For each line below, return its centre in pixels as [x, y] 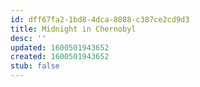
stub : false [35, 66]
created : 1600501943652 [60, 57]
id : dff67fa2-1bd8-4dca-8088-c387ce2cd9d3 [100, 19]
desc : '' [28, 38]
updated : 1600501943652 [60, 47]
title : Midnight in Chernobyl [73, 29]
